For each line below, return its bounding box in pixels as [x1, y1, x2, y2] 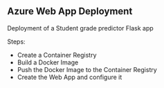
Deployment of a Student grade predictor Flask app [7, 24, 154, 32]
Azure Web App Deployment [7, 6, 133, 17]
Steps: [7, 37, 26, 46]
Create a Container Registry [17, 51, 97, 59]
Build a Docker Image [17, 58, 79, 67]
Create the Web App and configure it [17, 73, 122, 81]
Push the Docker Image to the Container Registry [17, 65, 157, 73]
